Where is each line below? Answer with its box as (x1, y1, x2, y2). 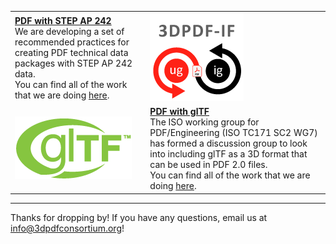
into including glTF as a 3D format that (149, 148, 308, 160)
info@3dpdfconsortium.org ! (10, 222, 125, 234)
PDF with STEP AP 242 (14, 14, 112, 26)
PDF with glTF (149, 106, 210, 117)
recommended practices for (14, 36, 130, 48)
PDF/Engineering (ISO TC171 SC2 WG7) (149, 127, 318, 138)
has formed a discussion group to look (149, 137, 308, 149)
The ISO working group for (149, 116, 260, 128)
